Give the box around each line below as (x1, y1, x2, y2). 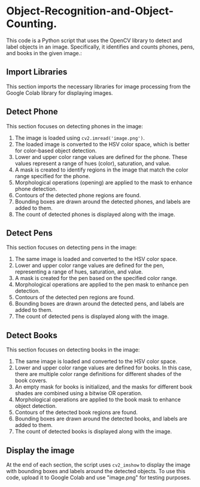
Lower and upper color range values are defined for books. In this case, (14, 364, 192, 371)
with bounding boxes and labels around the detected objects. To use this (6, 468, 186, 474)
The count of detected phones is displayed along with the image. (14, 211, 175, 218)
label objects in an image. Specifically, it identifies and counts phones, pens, (6, 43, 195, 50)
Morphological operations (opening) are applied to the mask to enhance (14, 179, 193, 186)
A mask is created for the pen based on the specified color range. (14, 275, 178, 282)
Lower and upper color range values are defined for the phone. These (14, 153, 187, 160)
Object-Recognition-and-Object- (6, 4, 174, 18)
